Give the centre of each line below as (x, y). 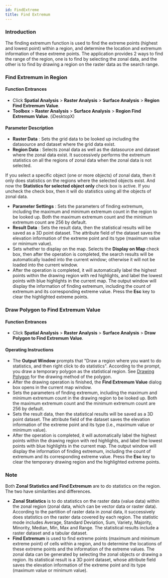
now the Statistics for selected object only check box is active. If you (77, 186)
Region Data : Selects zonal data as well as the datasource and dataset (86, 150)
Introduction (21, 32)
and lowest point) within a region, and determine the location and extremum (83, 48)
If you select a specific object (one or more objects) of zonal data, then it (80, 175)
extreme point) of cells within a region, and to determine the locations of (87, 543)
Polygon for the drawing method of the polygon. (62, 377)
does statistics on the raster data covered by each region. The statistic (86, 517)
